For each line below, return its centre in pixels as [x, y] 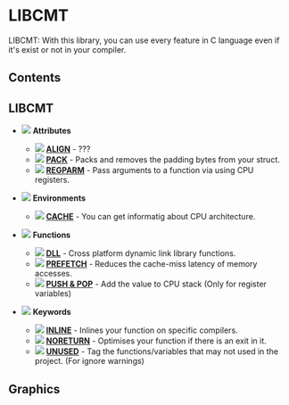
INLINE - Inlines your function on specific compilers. [142, 330]
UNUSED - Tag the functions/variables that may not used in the [162, 351]
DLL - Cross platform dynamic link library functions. [141, 253]
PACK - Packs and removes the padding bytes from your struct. [163, 160]
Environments [59, 198]
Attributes [52, 131]
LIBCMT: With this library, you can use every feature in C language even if [144, 40]
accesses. [53, 274]
